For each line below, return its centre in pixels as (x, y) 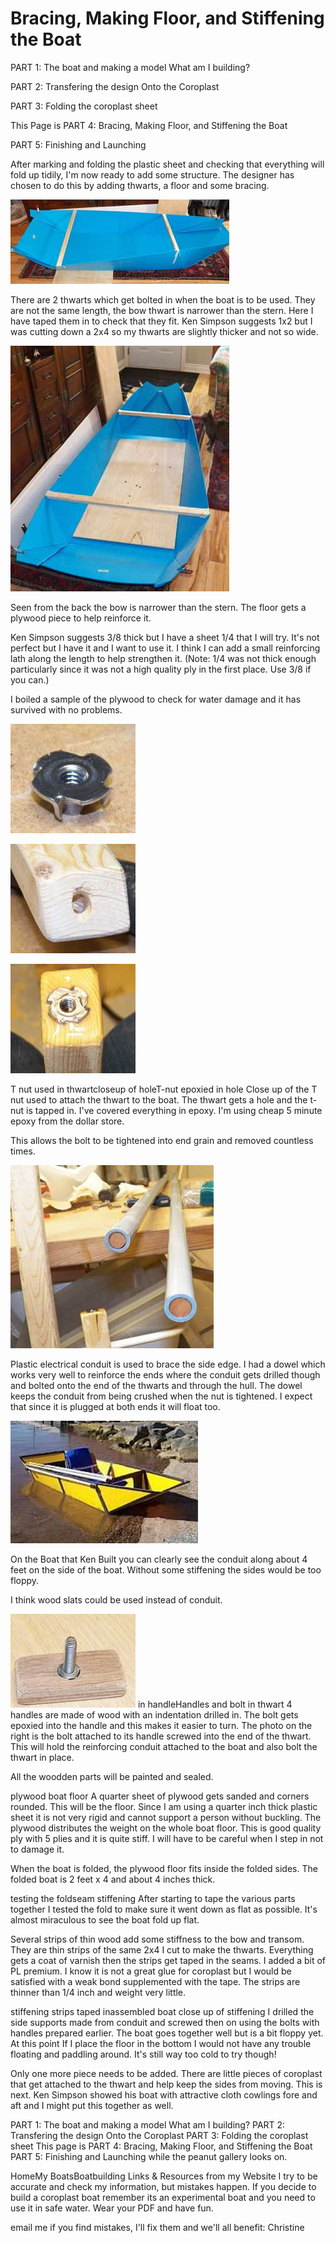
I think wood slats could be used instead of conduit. (116, 1599)
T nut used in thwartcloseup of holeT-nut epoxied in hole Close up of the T (164, 1089)
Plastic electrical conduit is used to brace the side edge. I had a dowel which (168, 1364)
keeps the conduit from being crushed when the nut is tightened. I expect (161, 1396)
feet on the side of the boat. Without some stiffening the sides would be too (166, 1569)
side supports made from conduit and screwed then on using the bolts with (165, 2022)
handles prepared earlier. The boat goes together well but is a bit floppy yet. (167, 2033)
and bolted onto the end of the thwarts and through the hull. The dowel (156, 1385)
